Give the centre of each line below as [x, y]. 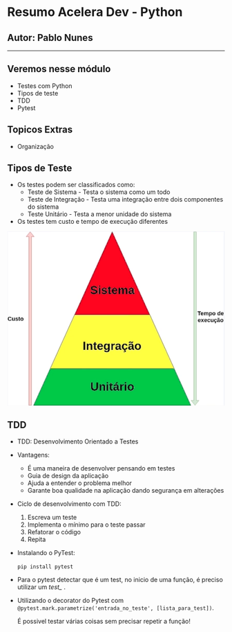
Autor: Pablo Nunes [50, 38]
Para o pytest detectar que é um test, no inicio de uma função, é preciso [120, 580]
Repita [37, 539]
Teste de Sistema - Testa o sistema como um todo [99, 192]
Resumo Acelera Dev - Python [95, 12]
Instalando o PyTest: [46, 553]
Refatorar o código [54, 532]
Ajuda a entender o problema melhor [80, 483]
